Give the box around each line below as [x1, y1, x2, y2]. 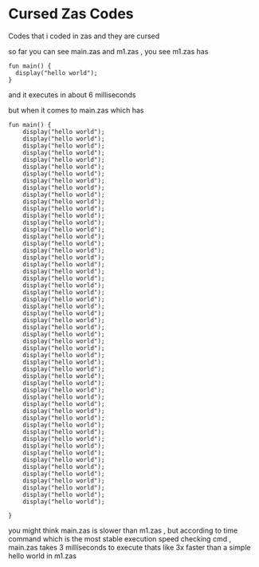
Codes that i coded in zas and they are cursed [8, 31, 160, 41]
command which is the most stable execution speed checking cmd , [8, 534, 232, 543]
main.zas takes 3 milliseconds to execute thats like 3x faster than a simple [8, 542, 251, 552]
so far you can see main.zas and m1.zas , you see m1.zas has [8, 46, 209, 56]
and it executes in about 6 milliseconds [8, 89, 136, 100]
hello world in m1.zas [8, 551, 77, 561]
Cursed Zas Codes [8, 5, 134, 23]
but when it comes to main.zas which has [8, 105, 144, 115]
